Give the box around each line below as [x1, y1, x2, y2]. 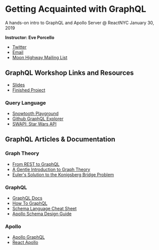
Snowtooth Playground [12, 111, 59, 117]
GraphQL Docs [12, 195, 43, 201]
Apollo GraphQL [12, 234, 45, 240]
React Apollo [12, 240, 38, 246]
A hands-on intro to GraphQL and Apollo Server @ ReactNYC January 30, [5, 20, 154, 26]
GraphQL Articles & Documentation [5, 135, 116, 144]
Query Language [5, 99, 46, 106]
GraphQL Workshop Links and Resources [5, 69, 134, 77]
